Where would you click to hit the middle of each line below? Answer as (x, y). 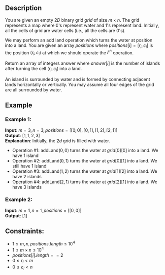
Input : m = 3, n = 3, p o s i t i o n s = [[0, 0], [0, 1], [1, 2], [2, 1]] (61, 130)
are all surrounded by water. (34, 90)
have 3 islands (27, 187)
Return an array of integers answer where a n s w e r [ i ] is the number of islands (82, 63)
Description (23, 8)
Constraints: (25, 231)
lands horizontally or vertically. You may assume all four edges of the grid (80, 84)
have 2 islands (27, 176)
